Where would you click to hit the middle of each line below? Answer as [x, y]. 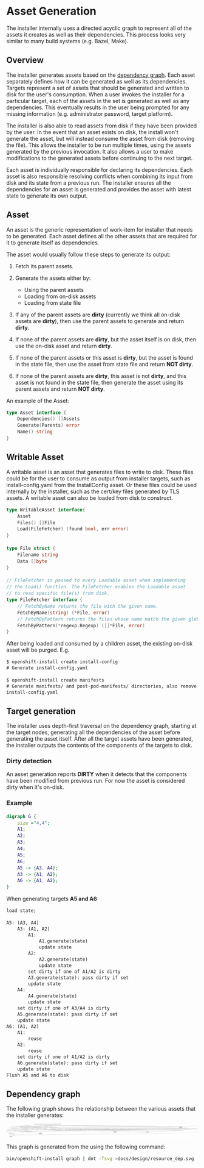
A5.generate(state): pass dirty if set [68, 1014]
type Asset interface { [36, 413]
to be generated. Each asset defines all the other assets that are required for [102, 236]
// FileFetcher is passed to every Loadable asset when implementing [96, 580]
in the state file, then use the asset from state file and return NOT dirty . [104, 364]
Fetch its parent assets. [44, 266]
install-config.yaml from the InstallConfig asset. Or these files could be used [102, 485]
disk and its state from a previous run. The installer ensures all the [89, 183]
